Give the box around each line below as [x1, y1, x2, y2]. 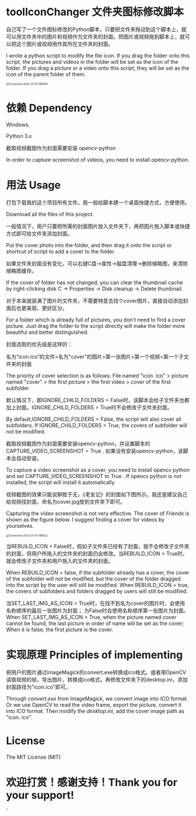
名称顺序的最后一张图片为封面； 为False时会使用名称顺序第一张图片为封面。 [6, 607, 189, 614]
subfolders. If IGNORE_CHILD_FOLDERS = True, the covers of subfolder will [6, 421, 188, 428]
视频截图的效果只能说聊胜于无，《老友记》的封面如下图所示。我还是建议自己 [6, 490, 188, 497]
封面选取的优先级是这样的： [6, 340, 73, 348]
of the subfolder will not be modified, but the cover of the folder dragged [6, 575, 181, 582]
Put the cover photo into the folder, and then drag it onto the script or [6, 241, 172, 248]
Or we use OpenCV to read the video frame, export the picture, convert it [6, 701, 182, 708]
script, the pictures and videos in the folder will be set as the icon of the [6, 58, 179, 65]
